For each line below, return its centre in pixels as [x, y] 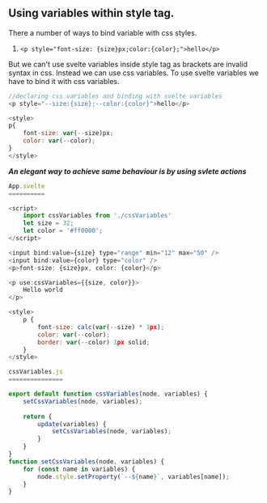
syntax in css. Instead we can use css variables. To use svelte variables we [133, 73]
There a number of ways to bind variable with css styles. [103, 32]
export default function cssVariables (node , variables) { [108, 394]
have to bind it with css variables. [64, 81]
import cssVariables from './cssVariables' [97, 216]
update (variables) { [72, 424]
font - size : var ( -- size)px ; [68, 133]
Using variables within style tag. [91, 13]
